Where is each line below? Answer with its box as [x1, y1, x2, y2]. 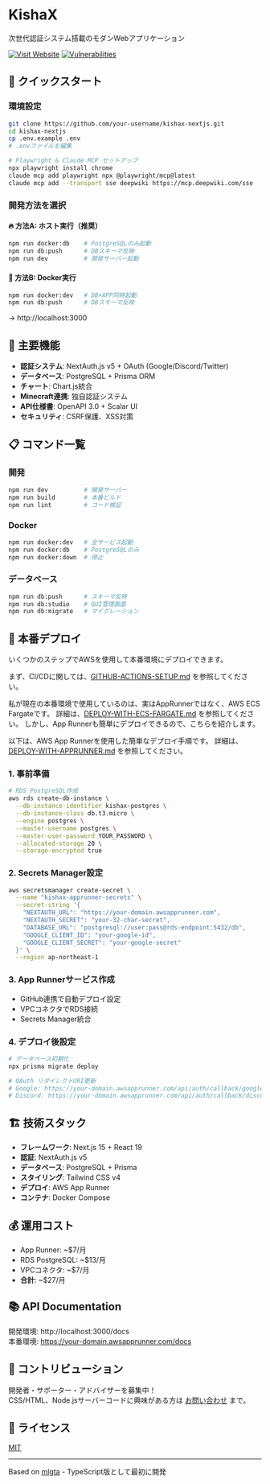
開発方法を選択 [8, 200, 67, 211]
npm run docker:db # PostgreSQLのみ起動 [8, 239, 151, 247]
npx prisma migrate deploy [8, 1062, 99, 1070]
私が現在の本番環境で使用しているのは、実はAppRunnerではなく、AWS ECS [8, 699, 260, 709]
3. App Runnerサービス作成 [8, 974, 115, 985]
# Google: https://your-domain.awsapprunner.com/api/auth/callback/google [8, 1084, 264, 1092]
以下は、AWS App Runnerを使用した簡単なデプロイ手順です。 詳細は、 [8, 736, 243, 746]
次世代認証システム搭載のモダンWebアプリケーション [8, 33, 186, 43]
